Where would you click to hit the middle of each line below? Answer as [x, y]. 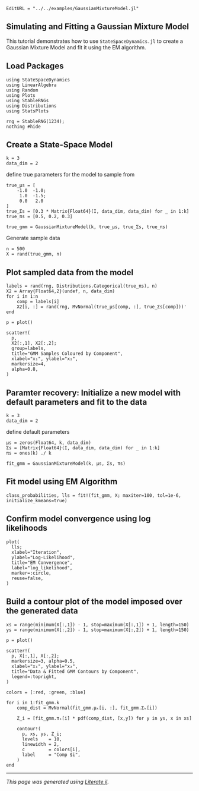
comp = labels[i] [38, 302]
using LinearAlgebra [32, 85]
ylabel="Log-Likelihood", [44, 557]
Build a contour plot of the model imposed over [94, 602]
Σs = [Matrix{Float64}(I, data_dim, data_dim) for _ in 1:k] [83, 448]
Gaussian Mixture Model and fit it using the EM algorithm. [76, 47]
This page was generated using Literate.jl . [58, 781]
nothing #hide [24, 127]
